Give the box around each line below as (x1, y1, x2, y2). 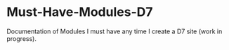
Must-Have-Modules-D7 (6, 4, 153, 20)
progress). (6, 34, 37, 42)
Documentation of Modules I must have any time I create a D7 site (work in (6, 27, 223, 35)
